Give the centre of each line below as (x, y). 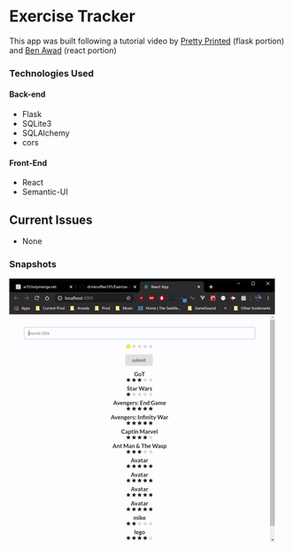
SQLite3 (37, 124)
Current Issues (51, 220)
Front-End (28, 162)
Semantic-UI (45, 192)
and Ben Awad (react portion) (63, 50)
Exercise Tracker (72, 16)
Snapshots (33, 264)
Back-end (27, 94)
